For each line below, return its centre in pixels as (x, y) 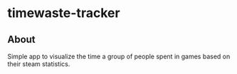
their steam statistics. (39, 64)
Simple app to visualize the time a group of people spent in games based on (119, 56)
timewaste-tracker (64, 13)
